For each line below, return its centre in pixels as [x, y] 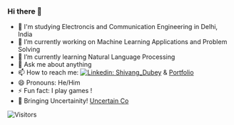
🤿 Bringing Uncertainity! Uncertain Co [73, 101]
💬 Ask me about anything [55, 65]
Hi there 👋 [25, 11]
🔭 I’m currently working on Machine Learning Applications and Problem [122, 42]
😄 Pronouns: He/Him [49, 83]
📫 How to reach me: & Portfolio [106, 72]
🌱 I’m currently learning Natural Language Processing [96, 57]
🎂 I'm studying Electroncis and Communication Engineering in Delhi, [118, 27]
